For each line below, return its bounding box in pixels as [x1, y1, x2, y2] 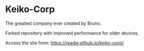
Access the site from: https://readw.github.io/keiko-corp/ [5, 39, 124, 46]
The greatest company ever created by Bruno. [5, 20, 102, 26]
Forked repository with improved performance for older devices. [5, 30, 139, 36]
